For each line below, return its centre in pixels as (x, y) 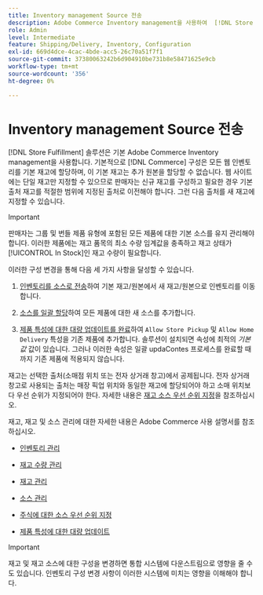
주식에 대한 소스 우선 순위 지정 (66, 515)
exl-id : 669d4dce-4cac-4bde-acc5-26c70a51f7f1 (86, 52)
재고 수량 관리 (40, 465)
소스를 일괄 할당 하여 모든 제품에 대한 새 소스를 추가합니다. (108, 313)
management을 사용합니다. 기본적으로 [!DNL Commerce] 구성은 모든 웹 (119, 162)
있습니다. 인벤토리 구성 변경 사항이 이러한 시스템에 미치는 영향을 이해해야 (127, 573)
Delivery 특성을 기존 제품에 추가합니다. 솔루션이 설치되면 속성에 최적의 (128, 339)
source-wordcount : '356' (49, 74)
